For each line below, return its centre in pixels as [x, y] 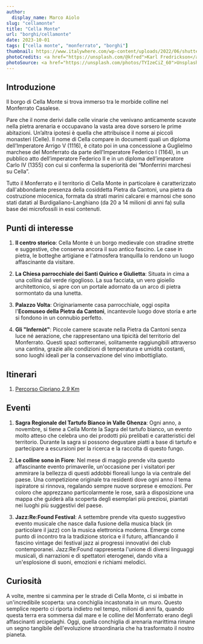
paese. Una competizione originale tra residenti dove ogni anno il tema [103, 479]
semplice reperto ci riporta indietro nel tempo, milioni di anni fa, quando [95, 609]
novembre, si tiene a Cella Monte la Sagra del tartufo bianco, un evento [103, 429]
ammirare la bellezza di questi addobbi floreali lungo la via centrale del [103, 473]
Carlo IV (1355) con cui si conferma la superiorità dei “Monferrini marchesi [99, 165]
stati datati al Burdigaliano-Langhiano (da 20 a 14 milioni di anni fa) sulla [96, 203]
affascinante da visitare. [45, 262]
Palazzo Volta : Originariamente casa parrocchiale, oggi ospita [92, 305]
